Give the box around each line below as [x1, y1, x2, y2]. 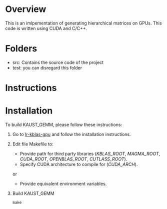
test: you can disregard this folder [12, 64, 82, 70]
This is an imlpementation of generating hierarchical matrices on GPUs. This [5, 20, 162, 26]
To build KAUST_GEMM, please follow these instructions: [5, 121, 122, 127]
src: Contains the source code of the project [12, 59, 104, 65]
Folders [5, 43, 37, 54]
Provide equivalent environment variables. [19, 181, 107, 186]
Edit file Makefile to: [12, 141, 53, 147]
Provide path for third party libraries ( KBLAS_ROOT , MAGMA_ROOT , [19, 151, 160, 156]
